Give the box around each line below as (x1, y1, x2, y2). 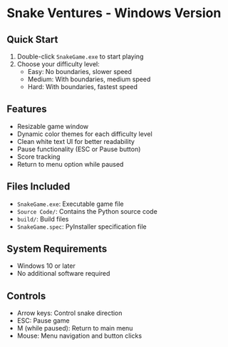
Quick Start (6, 33, 58, 46)
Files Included (6, 180, 71, 193)
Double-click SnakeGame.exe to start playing (16, 52, 144, 61)
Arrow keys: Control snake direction (16, 309, 123, 318)
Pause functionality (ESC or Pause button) (16, 145, 141, 153)
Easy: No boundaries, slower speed (27, 68, 133, 76)
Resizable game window (16, 122, 89, 130)
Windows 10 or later (16, 261, 76, 270)
